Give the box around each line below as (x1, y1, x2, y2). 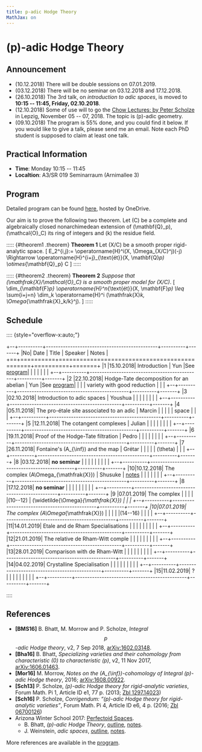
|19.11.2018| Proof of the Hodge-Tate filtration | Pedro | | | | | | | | (6, 432, 164, 440)
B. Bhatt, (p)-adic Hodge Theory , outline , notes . (24, 721, 143, 728)
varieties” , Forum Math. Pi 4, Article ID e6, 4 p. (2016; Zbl (36, 701, 178, 709)
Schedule (6, 315, 43, 326)
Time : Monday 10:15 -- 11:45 (14, 165, 86, 172)
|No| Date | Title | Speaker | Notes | (21, 349, 109, 356)
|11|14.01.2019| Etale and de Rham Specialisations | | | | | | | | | (6, 522, 158, 529)
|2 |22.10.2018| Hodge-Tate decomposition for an (66, 374, 189, 382)
